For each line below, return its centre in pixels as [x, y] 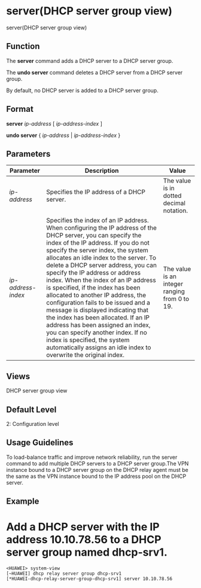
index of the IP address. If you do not [98, 243]
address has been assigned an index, [98, 325]
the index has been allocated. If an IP [98, 318]
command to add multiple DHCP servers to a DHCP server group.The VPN [98, 463]
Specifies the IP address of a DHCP [96, 192]
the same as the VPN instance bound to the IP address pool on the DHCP [96, 476]
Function [23, 46]
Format [20, 109]
